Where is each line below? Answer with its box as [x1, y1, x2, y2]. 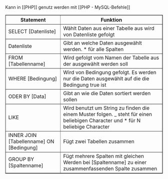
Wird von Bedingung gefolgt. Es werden [63, 69, 156, 75]
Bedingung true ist [63, 81, 106, 88]
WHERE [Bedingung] [8, 75, 57, 82]
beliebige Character [63, 123, 110, 130]
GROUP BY [8, 156, 34, 162]
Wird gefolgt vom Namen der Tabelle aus [63, 54, 159, 61]
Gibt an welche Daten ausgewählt [63, 39, 142, 46]
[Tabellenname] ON [8, 138, 54, 144]
